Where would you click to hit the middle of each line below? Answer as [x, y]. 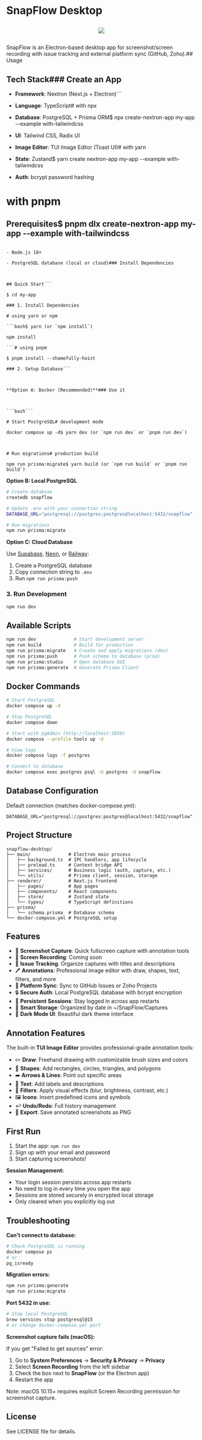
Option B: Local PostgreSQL [42, 481]
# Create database [29, 492]
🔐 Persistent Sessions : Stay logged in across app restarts [87, 1001]
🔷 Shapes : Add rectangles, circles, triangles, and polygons [88, 1069]
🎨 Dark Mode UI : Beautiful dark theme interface [74, 1014]
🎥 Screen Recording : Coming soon [58, 957]
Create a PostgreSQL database [53, 566]
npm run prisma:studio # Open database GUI [66, 662]
